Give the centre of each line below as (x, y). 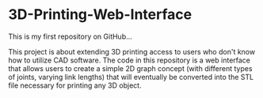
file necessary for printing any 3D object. (75, 85)
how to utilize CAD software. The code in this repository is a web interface (130, 60)
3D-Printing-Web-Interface (100, 15)
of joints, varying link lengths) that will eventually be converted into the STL (131, 77)
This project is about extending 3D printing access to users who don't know (132, 51)
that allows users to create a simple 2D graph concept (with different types (130, 68)
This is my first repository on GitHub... (70, 36)
